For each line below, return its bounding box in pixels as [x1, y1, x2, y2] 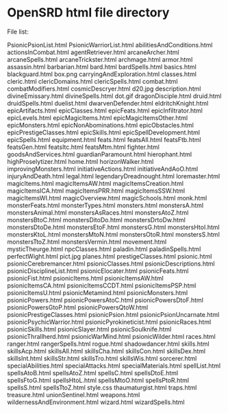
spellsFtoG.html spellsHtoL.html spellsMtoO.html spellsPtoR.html [7, 376, 190, 384]
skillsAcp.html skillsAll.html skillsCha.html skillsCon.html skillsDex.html [7, 346, 206, 355]
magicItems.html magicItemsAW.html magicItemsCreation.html [7, 179, 183, 187]
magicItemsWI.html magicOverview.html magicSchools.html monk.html [7, 193, 207, 202]
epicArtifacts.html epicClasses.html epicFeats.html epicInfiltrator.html [7, 106, 203, 115]
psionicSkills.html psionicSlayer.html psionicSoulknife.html [7, 324, 172, 333]
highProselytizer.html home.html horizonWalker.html [7, 157, 154, 165]
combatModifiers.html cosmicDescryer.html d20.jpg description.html [7, 84, 201, 93]
